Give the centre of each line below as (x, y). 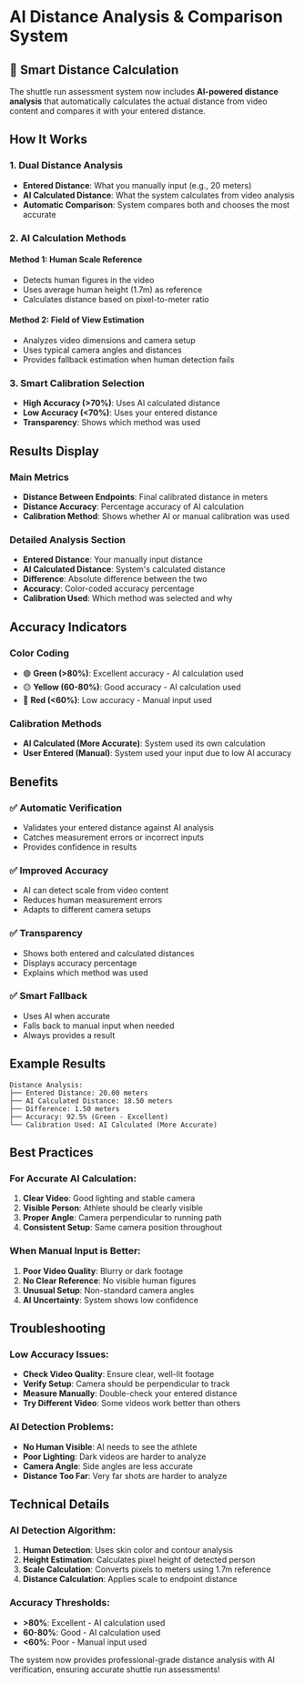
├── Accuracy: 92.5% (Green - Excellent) (89, 1117)
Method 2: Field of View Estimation (77, 320)
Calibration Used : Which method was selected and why (127, 598)
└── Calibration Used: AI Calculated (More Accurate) (114, 1125)
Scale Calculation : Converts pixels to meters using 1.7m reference (147, 1569)
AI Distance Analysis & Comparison (147, 17)
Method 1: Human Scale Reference (76, 260)
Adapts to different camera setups (87, 910)
